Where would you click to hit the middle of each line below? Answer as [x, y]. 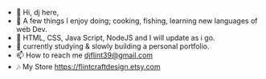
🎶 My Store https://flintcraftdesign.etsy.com [88, 67]
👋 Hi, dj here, [37, 12]
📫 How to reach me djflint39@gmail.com [84, 55]
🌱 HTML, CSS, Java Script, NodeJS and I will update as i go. [115, 38]
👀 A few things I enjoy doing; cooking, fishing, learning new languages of [137, 21]
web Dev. [31, 29]
